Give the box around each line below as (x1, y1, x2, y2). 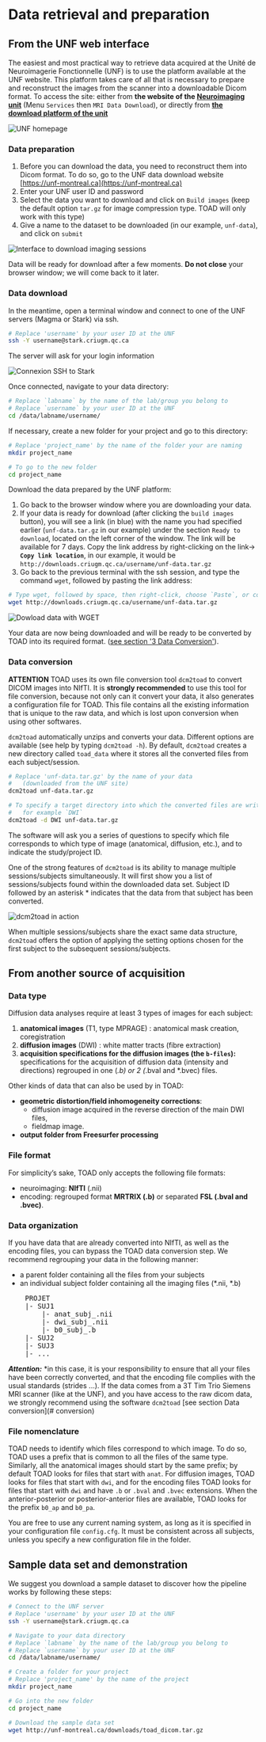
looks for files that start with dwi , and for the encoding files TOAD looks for (8, 1478, 252, 1487)
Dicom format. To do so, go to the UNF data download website (19, 170, 224, 180)
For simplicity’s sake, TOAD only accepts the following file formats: (8, 1168, 226, 1177)
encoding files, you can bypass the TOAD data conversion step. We (8, 1246, 228, 1256)
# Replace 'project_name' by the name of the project (8, 1675, 190, 1683)
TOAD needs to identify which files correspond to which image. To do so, (8, 1443, 247, 1454)
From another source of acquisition (8, 967, 186, 980)
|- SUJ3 (25, 1341, 55, 1351)
